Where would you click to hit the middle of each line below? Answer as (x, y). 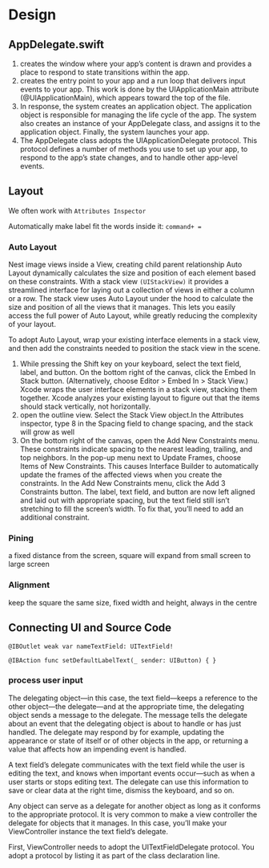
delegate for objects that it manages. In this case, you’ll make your (118, 823)
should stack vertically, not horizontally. (85, 406)
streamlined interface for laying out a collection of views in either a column (131, 290)
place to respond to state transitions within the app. (105, 72)
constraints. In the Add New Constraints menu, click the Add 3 (122, 483)
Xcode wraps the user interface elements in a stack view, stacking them (139, 389)
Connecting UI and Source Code (90, 628)
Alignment (29, 585)
